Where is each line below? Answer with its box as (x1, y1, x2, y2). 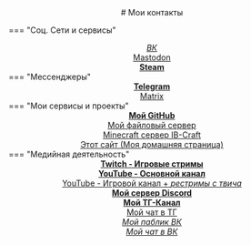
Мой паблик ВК (121, 217, 183, 227)
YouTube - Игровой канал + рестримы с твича (62, 178, 242, 189)
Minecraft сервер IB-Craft (102, 129, 202, 140)
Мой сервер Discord (111, 188, 193, 198)
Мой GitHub (128, 110, 176, 120)
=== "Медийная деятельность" (8, 148, 130, 159)
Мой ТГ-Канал (123, 198, 181, 208)
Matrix (139, 91, 165, 101)
